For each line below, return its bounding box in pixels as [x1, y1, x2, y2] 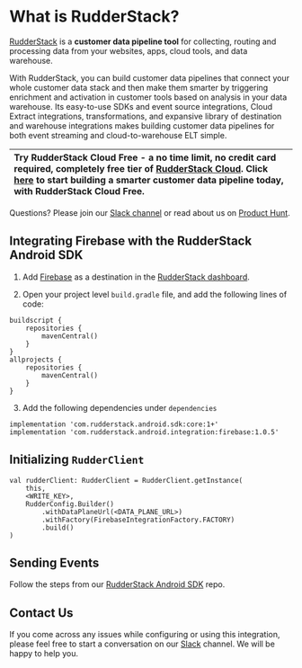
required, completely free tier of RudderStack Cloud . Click [13, 162, 268, 174]
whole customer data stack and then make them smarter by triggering [9, 82, 269, 93]
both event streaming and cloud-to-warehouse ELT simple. [9, 129, 227, 140]
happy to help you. [9, 648, 79, 659]
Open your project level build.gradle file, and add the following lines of [22, 289, 288, 299]
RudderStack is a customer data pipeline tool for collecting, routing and [9, 36, 277, 47]
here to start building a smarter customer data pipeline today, [13, 174, 284, 186]
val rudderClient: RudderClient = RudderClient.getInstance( [9, 476, 244, 485]
